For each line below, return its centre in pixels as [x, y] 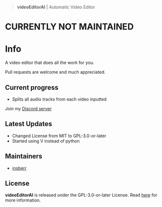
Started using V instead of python [46, 141]
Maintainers [24, 156]
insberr [19, 168]
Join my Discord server [28, 108]
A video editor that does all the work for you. [50, 62]
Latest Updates [29, 124]
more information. [23, 200]
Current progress [32, 87]
